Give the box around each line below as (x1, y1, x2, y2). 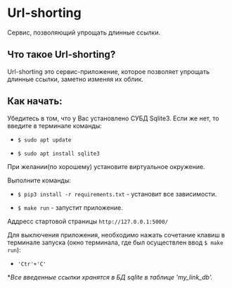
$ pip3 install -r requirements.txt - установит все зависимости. (17, 189, 217, 198)
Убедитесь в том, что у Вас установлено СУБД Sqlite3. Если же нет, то (7, 114, 219, 123)
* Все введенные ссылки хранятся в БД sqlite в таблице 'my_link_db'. (7, 273, 213, 281)
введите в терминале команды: (7, 121, 102, 130)
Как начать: (7, 95, 63, 107)
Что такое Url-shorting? (7, 49, 116, 61)
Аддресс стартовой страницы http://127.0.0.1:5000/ (7, 217, 169, 225)
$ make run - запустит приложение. (17, 203, 123, 212)
